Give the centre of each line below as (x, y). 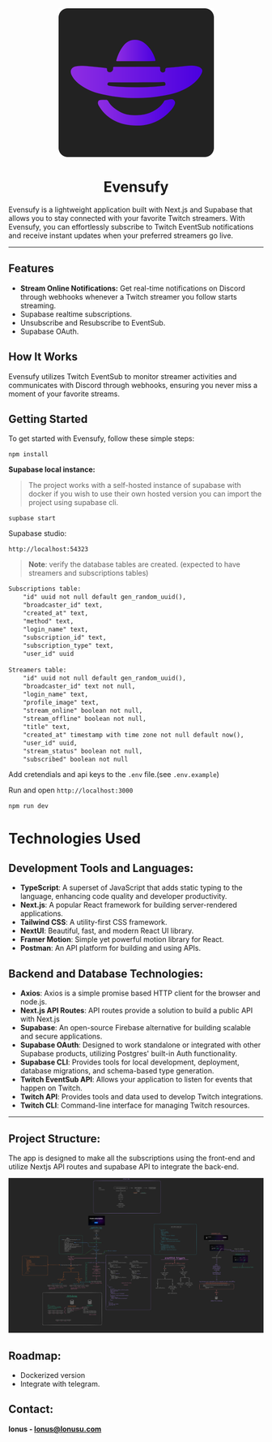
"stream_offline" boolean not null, (85, 719)
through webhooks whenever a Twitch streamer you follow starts (128, 296)
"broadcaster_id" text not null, (79, 686)
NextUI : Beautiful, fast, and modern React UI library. (107, 931)
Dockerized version (53, 1375)
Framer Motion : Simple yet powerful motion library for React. (122, 939)
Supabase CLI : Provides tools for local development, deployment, (130, 1062)
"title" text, (47, 727)
